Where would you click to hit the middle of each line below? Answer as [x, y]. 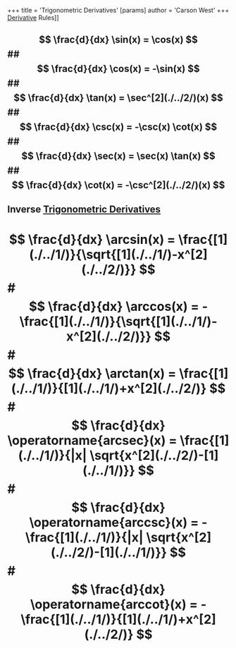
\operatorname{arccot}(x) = [114, 604]
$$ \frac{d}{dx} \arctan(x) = [92, 373]
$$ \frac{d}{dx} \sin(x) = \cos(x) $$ [118, 40]
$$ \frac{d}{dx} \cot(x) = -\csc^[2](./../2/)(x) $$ [118, 185]
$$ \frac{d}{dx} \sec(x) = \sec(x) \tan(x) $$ [118, 156]
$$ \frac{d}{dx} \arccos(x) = [114, 306]
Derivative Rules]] [33, 18]
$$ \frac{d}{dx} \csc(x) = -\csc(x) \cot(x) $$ [118, 127]
